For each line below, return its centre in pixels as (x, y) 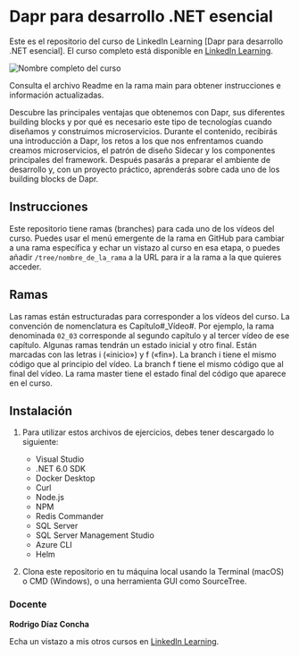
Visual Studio (60, 459)
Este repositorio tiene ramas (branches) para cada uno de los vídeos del (142, 228)
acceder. (25, 267)
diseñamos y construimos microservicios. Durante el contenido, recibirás (144, 131)
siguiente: (40, 442)
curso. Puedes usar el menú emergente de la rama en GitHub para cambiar (147, 238)
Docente (28, 604)
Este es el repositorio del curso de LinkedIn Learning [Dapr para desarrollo (146, 41)
